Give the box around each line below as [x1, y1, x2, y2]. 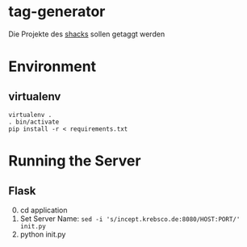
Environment [8, 57, 97, 76]
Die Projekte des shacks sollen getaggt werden [8, 29, 165, 39]
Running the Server [8, 152, 141, 170]
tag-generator [8, 2, 106, 21]
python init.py [19, 229, 66, 239]
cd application [19, 205, 68, 215]
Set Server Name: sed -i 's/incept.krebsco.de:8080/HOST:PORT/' [19, 213, 241, 224]
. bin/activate [8, 118, 60, 126]
